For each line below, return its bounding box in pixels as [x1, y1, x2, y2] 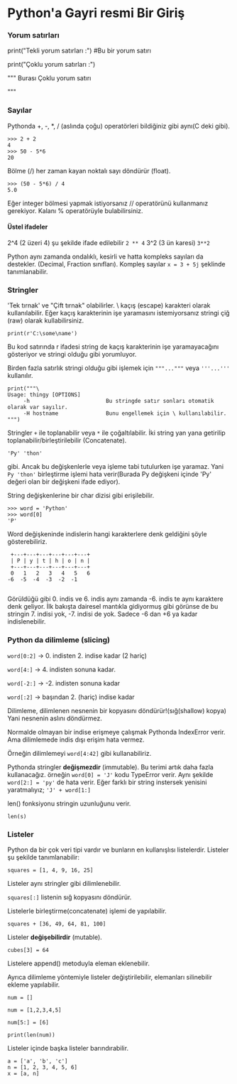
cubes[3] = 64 [7, 946, 50, 953]
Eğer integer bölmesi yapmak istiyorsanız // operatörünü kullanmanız [7, 199, 209, 207]
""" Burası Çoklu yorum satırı [7, 74, 92, 82]
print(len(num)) [7, 1031, 55, 1039]
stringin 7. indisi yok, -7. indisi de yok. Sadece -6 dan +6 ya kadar [7, 609, 198, 619]
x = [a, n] [7, 1070, 40, 1077]
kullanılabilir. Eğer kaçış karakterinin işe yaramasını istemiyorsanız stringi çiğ [7, 309, 230, 318]
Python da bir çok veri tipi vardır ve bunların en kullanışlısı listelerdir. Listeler [7, 845, 229, 854]
